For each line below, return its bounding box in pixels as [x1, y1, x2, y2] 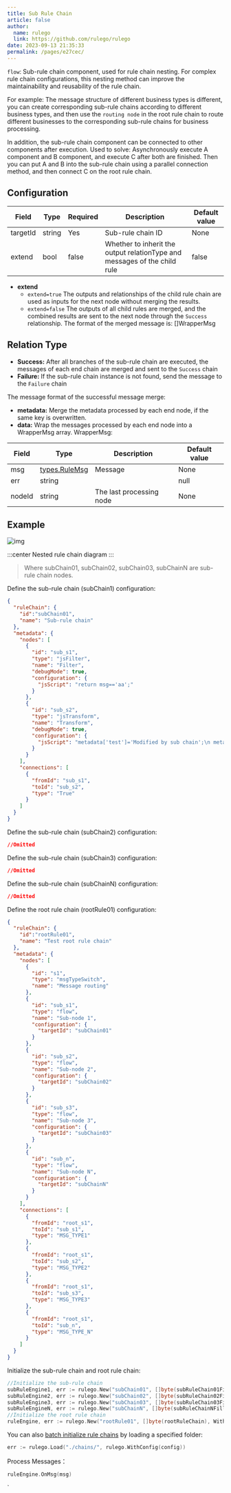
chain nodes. [36, 571, 74, 579]
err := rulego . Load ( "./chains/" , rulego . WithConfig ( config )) [7, 1444, 186, 1451]
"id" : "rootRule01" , [19, 931, 76, 939]
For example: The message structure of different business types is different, [7, 95, 223, 103]
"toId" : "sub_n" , [32, 1322, 81, 1329]
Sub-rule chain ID [104, 228, 163, 238]
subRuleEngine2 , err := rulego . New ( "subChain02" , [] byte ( [7, 1392, 177, 1399]
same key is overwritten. [16, 413, 87, 421]
